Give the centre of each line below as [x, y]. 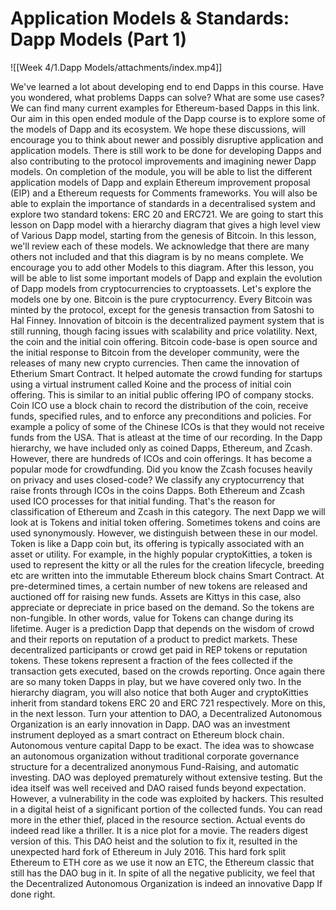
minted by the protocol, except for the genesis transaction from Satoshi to [162, 309]
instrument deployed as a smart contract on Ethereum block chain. [147, 734]
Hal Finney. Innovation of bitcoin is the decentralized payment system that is [167, 320]
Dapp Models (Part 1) [98, 39]
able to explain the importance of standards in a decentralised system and [163, 203]
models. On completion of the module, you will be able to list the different [161, 171]
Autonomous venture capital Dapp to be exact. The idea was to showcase [162, 745]
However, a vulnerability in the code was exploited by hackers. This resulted [167, 798]
